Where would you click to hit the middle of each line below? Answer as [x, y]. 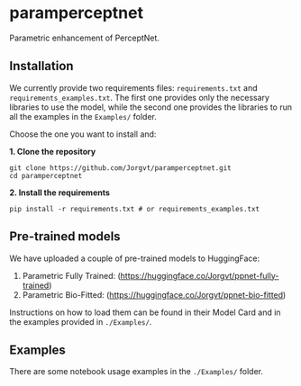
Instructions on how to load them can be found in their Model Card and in [145, 312]
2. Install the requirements [60, 193]
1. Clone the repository [53, 151]
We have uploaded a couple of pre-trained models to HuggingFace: [134, 258]
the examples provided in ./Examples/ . [81, 321]
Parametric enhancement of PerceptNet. [85, 38]
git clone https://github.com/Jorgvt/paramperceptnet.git [120, 168]
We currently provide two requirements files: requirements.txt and [134, 87]
